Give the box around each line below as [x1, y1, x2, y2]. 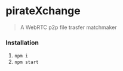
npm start [14, 59, 39, 66]
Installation [5, 38, 39, 47]
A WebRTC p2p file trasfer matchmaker [20, 24, 117, 31]
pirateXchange [5, 4, 81, 18]
